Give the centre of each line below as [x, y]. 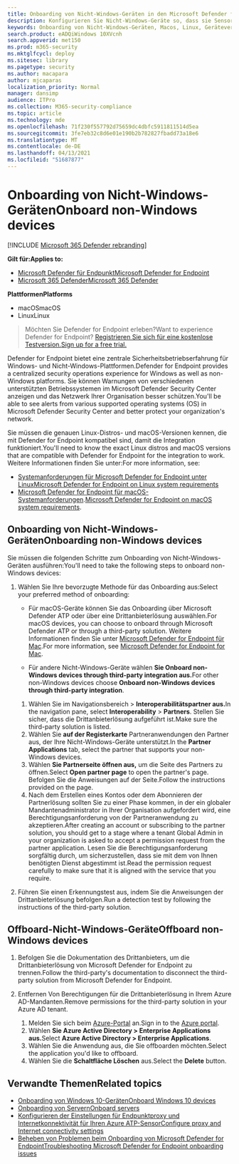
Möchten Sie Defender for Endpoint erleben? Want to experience [119, 329]
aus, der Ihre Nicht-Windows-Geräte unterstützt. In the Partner [119, 741]
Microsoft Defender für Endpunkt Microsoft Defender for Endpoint [113, 272]
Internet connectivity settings [61, 1131]
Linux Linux [33, 315]
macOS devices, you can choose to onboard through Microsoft [121, 623]
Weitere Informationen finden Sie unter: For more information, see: [104, 463]
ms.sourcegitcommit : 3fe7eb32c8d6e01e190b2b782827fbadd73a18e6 [103, 133]
